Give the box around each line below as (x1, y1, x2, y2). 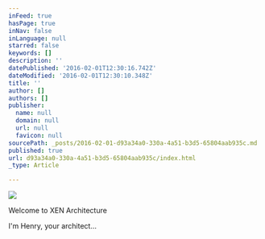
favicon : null (15, 131, 63, 139)
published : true (8, 146, 63, 155)
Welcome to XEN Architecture (8, 206, 107, 216)
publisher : (8, 101, 45, 109)
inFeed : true (8, 11, 52, 20)
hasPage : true (8, 19, 56, 27)
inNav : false (8, 27, 52, 35)
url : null (15, 124, 48, 132)
